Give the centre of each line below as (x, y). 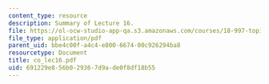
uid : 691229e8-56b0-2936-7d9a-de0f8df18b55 (82, 68)
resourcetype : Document (48, 53)
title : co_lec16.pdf (43, 61)
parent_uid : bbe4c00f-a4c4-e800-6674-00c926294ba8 (94, 46)
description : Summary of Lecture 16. (71, 23)
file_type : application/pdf (55, 38)
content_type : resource (48, 16)
